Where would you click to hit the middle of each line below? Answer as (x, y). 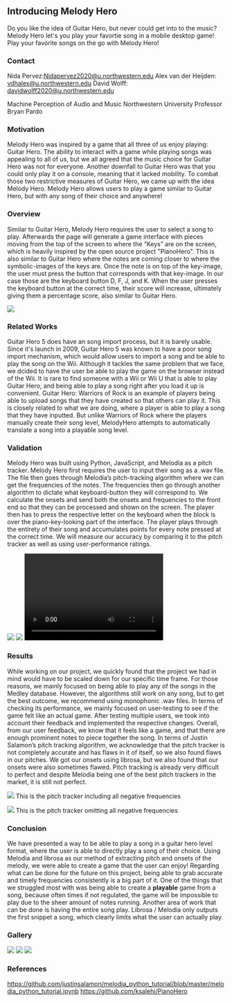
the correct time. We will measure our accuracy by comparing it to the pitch (115, 537)
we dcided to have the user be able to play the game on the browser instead (116, 371)
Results (20, 656)
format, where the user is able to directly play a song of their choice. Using (114, 850)
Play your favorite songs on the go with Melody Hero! (83, 43)
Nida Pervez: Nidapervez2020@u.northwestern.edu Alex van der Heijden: (112, 76)
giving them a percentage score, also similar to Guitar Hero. (92, 295)
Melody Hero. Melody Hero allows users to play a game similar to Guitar (110, 189)
